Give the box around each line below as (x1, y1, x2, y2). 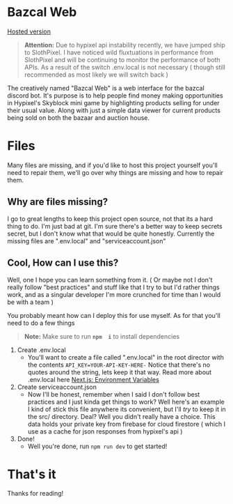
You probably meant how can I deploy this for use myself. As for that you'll (7, 311, 220, 319)
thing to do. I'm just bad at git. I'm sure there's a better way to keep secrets (7, 222, 223, 230)
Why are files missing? (7, 196, 109, 208)
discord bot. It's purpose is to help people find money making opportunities (7, 91, 224, 100)
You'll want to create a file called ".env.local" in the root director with (27, 353, 224, 361)
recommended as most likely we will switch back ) (24, 70, 168, 79)
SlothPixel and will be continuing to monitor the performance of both (24, 55, 220, 63)
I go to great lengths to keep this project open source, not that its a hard (7, 214, 214, 223)
